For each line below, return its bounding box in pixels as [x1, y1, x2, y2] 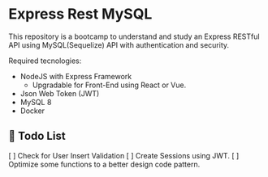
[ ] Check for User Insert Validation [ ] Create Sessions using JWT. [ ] [8, 150, 240, 160]
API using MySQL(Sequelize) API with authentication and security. [8, 40, 230, 49]
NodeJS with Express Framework [19, 71, 132, 81]
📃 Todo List [8, 129, 67, 143]
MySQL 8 [19, 97, 52, 107]
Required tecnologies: [8, 56, 82, 65]
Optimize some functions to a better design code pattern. [8, 159, 201, 169]
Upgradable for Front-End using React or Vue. [32, 80, 187, 90]
